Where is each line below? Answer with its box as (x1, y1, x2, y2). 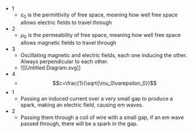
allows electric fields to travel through (20, 19, 112, 26)
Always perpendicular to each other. (20, 58, 109, 65)
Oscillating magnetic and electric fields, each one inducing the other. (20, 51, 187, 58)
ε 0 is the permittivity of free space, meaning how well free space (20, 11, 178, 19)
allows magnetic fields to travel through (20, 39, 117, 46)
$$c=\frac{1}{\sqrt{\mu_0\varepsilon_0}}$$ (52, 79, 157, 87)
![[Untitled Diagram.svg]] (20, 64, 81, 71)
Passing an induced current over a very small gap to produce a (20, 95, 174, 102)
